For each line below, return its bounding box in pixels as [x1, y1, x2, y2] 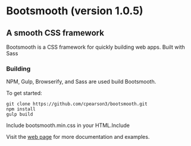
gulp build [6, 112, 33, 118]
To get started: [6, 90, 43, 97]
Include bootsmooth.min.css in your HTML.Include [6, 122, 130, 129]
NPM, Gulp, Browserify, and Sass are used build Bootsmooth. [6, 78, 156, 85]
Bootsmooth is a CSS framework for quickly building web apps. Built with [6, 43, 186, 50]
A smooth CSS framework [6, 28, 104, 38]
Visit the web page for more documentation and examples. [6, 134, 150, 141]
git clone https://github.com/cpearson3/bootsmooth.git [6, 101, 148, 107]
